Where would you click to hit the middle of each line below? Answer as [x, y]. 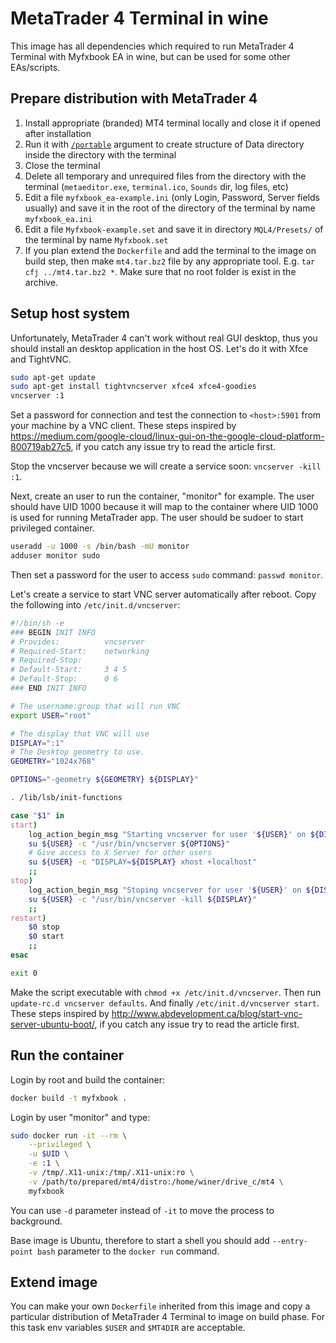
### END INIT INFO [48, 688]
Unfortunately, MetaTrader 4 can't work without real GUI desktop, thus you [164, 338]
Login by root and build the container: [87, 1079]
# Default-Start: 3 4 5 [69, 670]
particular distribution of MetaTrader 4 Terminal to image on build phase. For [168, 1317]
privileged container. [52, 528]
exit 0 [24, 973]
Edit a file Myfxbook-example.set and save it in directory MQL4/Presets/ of [174, 229]
